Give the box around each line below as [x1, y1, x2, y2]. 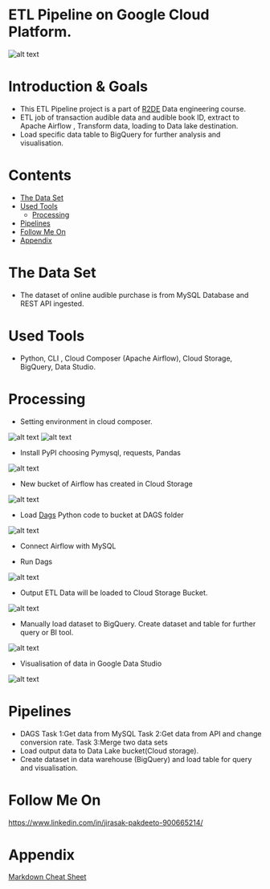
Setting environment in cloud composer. [19, 416, 153, 426]
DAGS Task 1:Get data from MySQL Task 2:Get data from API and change [19, 728, 262, 738]
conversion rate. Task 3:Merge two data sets [19, 737, 169, 747]
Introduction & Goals [8, 78, 149, 96]
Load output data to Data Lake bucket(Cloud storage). [19, 745, 199, 756]
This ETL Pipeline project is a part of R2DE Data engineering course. [19, 104, 247, 113]
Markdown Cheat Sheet [8, 872, 87, 882]
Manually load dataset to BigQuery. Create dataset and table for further [19, 618, 256, 628]
